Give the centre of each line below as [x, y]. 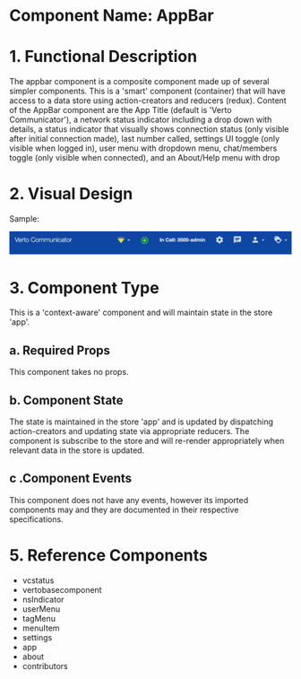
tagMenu [39, 618]
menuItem [41, 628]
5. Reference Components [108, 555]
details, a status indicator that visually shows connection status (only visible [149, 129]
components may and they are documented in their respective [124, 509]
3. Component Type [84, 287]
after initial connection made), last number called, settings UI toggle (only [145, 139]
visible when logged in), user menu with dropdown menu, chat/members [143, 148]
